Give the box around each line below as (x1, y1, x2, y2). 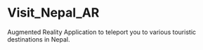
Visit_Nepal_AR (7, 5, 100, 21)
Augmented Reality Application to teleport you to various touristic (7, 28, 197, 36)
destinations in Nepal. (7, 35, 70, 43)
